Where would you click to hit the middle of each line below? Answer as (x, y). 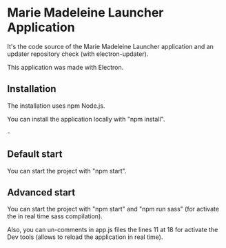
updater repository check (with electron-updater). (78, 54)
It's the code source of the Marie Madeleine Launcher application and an (110, 46)
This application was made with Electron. (65, 67)
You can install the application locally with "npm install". (86, 119)
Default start (35, 154)
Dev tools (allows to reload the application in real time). (85, 237)
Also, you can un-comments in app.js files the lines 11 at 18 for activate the (113, 230)
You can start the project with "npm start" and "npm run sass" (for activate (113, 209)
